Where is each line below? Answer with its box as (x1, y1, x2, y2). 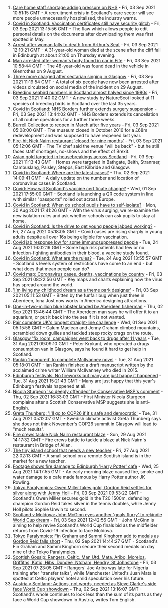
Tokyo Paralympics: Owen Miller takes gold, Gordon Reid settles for (12, 485, 152, 490)
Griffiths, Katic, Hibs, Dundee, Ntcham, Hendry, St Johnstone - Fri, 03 (12, 560, 157, 565)
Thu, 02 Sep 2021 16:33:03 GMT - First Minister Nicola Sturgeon (12, 394, 146, 400)
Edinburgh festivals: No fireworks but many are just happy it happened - (12, 373, 161, 378)
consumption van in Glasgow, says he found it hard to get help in (12, 346, 146, 352)
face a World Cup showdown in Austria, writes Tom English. (12, 597, 136, 602)
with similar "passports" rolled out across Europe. (12, 196, 115, 202)
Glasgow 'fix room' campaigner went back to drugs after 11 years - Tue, (12, 335, 160, 341)
